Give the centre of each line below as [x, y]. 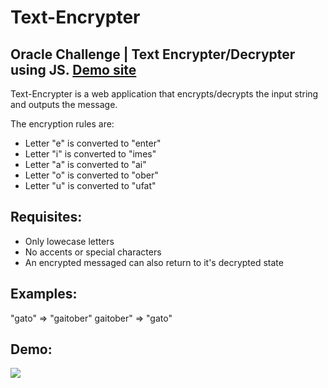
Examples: [44, 294]
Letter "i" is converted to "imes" [90, 154]
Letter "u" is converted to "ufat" [90, 185]
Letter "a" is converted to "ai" [85, 164]
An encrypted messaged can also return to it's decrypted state [154, 262]
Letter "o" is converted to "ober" [91, 175]
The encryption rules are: [62, 124]
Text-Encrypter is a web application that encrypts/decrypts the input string [164, 94]
